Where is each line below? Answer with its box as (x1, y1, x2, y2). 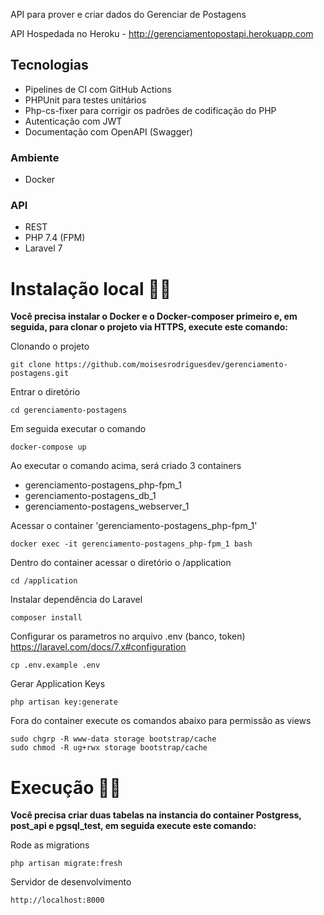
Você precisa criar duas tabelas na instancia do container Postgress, (10, 809, 302, 821)
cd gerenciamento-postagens (10, 405, 128, 416)
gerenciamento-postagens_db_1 (24, 490, 157, 502)
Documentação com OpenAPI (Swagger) (24, 125, 193, 138)
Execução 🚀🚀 (10, 776, 122, 799)
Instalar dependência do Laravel (10, 594, 143, 606)
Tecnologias (10, 57, 89, 74)
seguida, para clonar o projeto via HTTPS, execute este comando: (10, 321, 289, 333)
